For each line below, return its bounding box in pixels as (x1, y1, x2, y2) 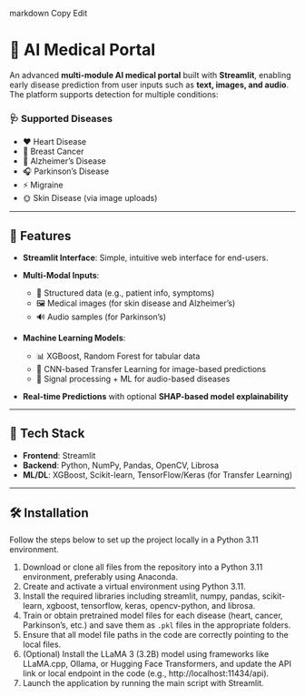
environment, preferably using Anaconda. (22, 571, 179, 581)
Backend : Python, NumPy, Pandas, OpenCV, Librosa (22, 460, 220, 470)
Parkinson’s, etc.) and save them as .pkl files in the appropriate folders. (22, 619, 291, 631)
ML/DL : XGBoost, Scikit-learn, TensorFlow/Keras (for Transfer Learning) (22, 469, 293, 480)
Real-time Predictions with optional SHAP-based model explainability (22, 391, 289, 402)
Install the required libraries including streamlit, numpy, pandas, (22, 591, 261, 601)
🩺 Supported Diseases (9, 112, 113, 125)
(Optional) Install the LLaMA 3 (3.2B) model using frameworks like (22, 648, 270, 659)
